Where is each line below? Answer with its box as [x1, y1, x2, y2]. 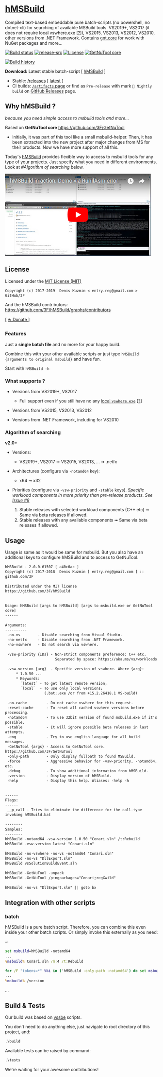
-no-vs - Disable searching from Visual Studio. [7, 633, 123, 638]
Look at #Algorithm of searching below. [5, 164, 84, 170]
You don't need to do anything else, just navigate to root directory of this [5, 1024, 150, 1030]
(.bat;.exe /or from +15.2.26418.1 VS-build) [44, 691, 138, 696]
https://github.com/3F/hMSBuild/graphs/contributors [5, 307, 111, 313]
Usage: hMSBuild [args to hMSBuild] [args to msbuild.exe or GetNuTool [5, 604, 153, 608]
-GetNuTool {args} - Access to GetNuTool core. [7, 745, 105, 749]
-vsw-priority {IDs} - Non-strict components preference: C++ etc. [7, 652, 147, 657]
